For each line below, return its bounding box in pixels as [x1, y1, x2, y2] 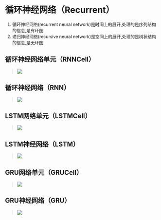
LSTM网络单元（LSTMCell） [5, 111, 91, 120]
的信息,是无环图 [12, 39, 44, 45]
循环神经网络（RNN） [5, 84, 71, 92]
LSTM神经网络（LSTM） [5, 140, 80, 148]
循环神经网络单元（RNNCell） [5, 55, 95, 64]
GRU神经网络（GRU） [5, 197, 71, 205]
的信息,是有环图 [12, 27, 44, 33]
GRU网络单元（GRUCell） [5, 168, 83, 177]
